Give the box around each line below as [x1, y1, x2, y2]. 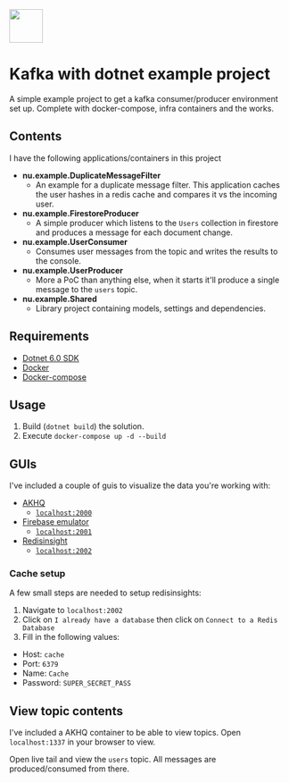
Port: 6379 [21, 659, 59, 669]
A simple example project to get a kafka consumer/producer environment [9, 93, 278, 104]
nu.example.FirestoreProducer [21, 207, 140, 218]
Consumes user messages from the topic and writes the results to [35, 246, 278, 257]
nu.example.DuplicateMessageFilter [21, 170, 161, 181]
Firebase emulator [21, 517, 89, 527]
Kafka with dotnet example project [9, 64, 270, 84]
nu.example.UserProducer [21, 265, 123, 275]
